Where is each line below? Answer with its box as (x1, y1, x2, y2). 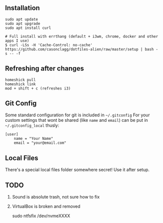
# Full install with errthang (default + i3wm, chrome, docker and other (5, 34, 159, 39)
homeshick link (5, 82, 36, 87)
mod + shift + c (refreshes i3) (5, 86, 71, 91)
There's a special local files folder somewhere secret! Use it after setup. (5, 167, 150, 173)
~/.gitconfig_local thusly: (5, 122, 60, 129)
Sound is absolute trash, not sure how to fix (12, 194, 100, 200)
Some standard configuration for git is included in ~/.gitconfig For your (5, 112, 150, 118)
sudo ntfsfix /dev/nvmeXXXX (12, 213, 71, 219)
